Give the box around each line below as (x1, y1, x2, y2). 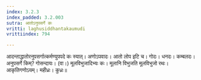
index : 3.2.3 (6, 8, 39, 15)
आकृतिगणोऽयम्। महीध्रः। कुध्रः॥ (6, 67, 67, 74)
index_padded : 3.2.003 (6, 14, 64, 20)
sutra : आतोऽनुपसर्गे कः (6, 20, 53, 26)
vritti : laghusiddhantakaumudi (6, 25, 86, 32)
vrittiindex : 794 (6, 31, 50, 37)
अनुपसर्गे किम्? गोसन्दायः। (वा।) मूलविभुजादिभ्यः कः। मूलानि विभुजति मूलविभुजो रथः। (6, 60, 169, 67)
